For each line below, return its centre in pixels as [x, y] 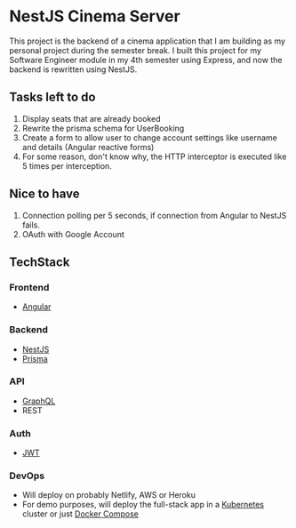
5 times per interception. [67, 165]
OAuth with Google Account [73, 234]
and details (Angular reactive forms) [88, 147]
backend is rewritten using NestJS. [73, 69]
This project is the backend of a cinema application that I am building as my [148, 41]
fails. [31, 225]
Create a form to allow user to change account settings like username [150, 137]
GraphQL [39, 401]
